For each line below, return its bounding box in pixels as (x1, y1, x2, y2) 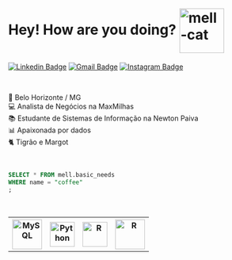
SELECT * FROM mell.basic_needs (8, 170, 115, 178)
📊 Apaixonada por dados (8, 125, 91, 135)
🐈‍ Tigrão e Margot (8, 137, 69, 147)
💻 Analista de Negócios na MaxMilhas (8, 101, 135, 111)
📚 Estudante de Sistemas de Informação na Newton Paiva (8, 113, 199, 123)
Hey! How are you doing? (8, 21, 177, 39)
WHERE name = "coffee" (8, 178, 83, 186)
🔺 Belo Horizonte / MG (8, 92, 82, 102)
